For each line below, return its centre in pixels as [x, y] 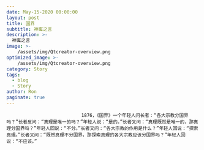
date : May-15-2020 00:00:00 [42, 12]
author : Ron [21, 92]
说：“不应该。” [22, 141]
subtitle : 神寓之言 [29, 29]
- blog [20, 80]
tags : [13, 75]
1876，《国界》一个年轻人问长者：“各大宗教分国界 [135, 115]
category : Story [27, 69]
